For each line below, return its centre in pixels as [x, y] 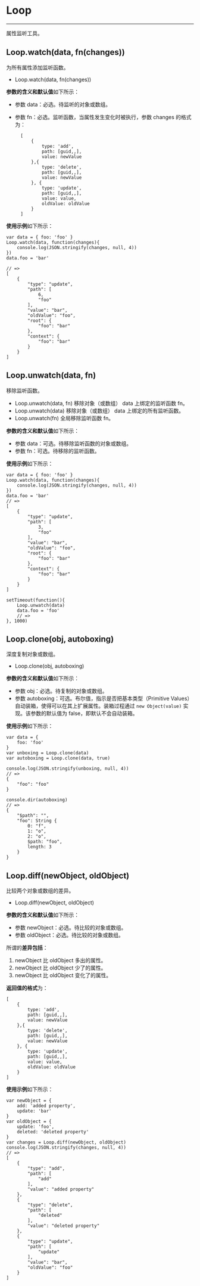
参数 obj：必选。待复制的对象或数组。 [61, 691]
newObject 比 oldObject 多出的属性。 [60, 960]
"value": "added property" [61, 1189]
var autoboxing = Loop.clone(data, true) [58, 758]
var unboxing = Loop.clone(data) [48, 753]
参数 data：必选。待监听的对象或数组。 [63, 104]
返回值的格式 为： [27, 988]
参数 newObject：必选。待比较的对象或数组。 [71, 928]
